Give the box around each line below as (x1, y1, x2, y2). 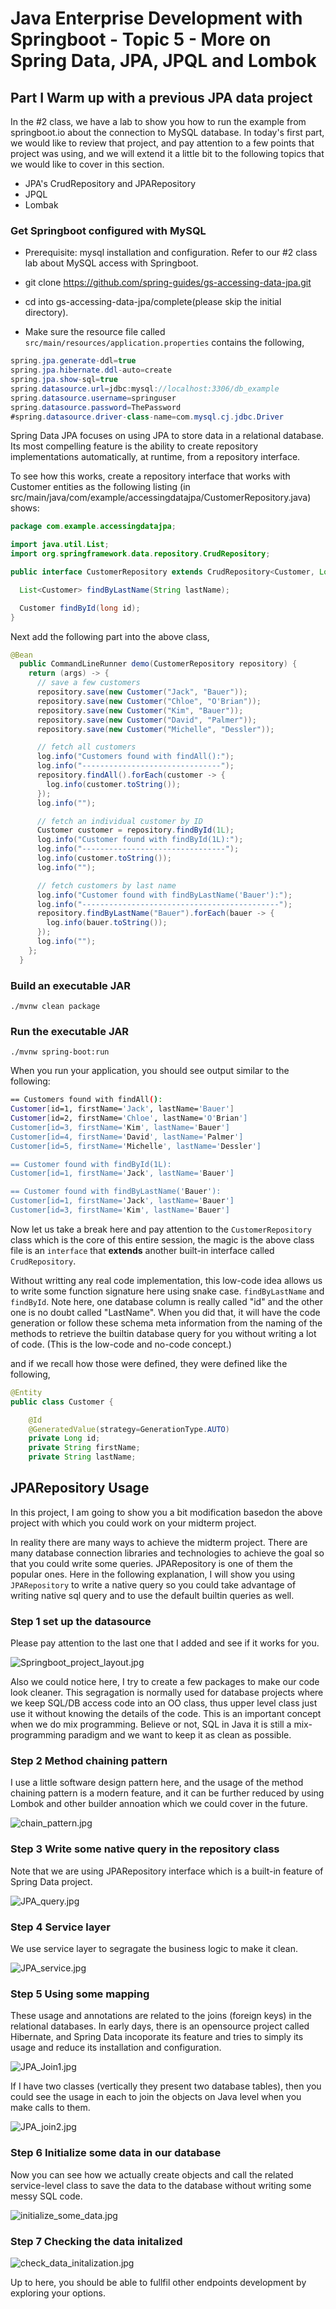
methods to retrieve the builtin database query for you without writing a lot (10, 1327, 317, 1339)
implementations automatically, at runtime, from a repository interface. (10, 451, 301, 463)
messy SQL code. (10, 2190, 83, 2202)
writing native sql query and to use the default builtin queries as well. (10, 1589, 295, 1601)
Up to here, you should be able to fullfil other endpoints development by (10, 2276, 307, 2288)
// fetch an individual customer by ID (36, 816, 203, 826)
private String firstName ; (28, 1443, 141, 1453)
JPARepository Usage (10, 1480, 150, 1497)
